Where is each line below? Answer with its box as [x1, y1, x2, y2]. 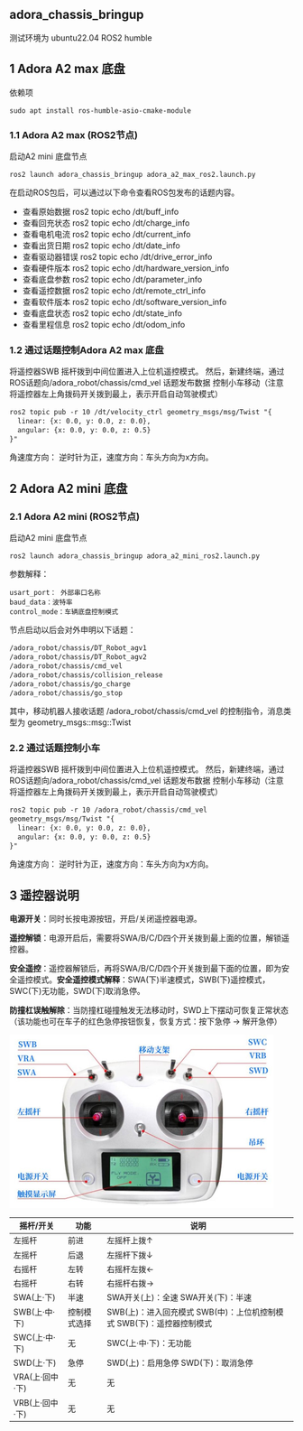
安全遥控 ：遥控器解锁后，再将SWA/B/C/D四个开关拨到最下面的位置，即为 [9, 963, 282, 974]
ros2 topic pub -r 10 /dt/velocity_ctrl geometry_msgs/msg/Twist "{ [9, 408, 272, 417]
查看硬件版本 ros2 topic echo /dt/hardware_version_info [22, 262, 230, 274]
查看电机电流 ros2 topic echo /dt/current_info [22, 228, 191, 239]
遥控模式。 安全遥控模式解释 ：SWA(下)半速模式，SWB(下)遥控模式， [16, 974, 271, 985]
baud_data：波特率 [9, 598, 73, 607]
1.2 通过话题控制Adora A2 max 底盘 [9, 343, 164, 356]
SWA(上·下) [13, 1292, 56, 1303]
